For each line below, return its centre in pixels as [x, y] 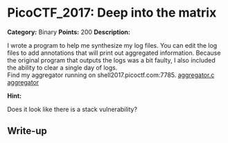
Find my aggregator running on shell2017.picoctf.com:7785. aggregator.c [111, 75]
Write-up [27, 131]
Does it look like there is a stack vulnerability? [72, 109]
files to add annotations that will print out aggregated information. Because [114, 53]
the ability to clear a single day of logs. [62, 67]
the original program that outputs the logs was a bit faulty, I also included [112, 60]
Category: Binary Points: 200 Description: [69, 32]
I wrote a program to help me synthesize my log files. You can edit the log [112, 45]
